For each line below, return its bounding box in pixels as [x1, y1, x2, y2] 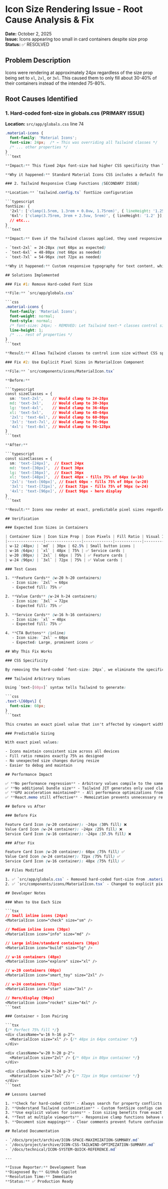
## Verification [5, 516, 39, 521]
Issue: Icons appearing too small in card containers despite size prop [5, 36, 148, 42]
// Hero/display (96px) [5, 995, 55, 1000]
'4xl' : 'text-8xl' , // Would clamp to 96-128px [9, 424, 111, 429]
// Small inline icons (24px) [5, 913, 68, 919]
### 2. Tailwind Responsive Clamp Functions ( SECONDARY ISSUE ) [5, 181, 140, 186]
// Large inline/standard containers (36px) [5, 941, 99, 946]
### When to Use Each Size [5, 900, 61, 905]
